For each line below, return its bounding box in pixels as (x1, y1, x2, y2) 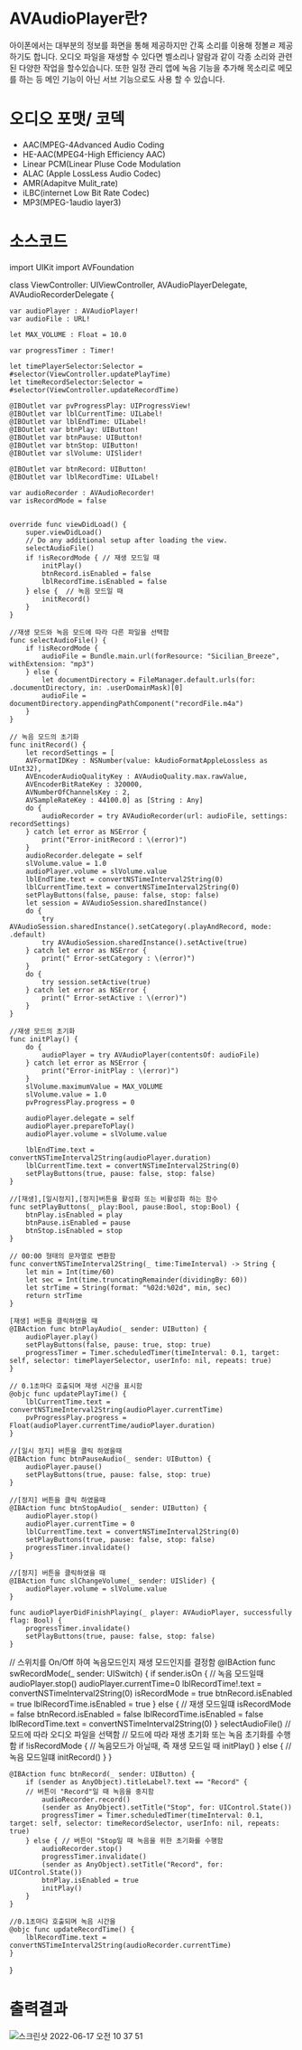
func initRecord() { (9, 740, 87, 749)
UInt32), (9, 764, 42, 773)
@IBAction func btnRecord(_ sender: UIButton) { (9, 1769, 196, 1779)
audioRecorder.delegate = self (25, 851, 143, 860)
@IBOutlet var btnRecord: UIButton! (9, 465, 147, 474)
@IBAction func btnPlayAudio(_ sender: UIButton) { (9, 1324, 207, 1333)
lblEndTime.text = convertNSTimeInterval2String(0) (25, 874, 224, 884)
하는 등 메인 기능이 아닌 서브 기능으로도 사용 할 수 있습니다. (18, 73, 225, 84)
